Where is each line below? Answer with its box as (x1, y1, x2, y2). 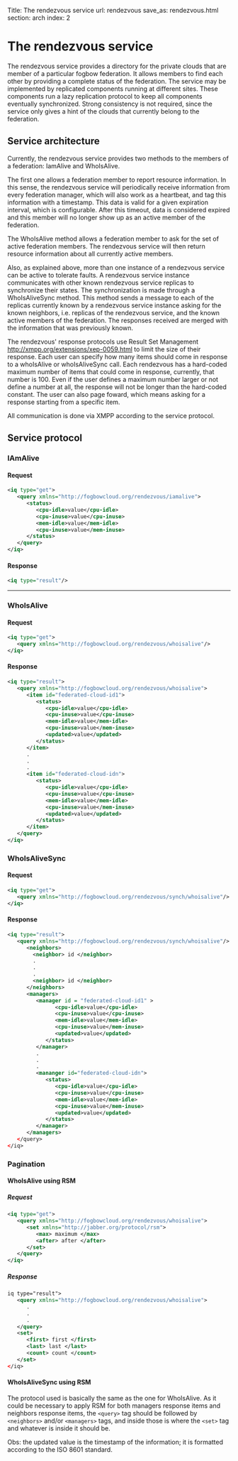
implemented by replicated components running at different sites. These (7, 84, 218, 93)
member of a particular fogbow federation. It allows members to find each (7, 69, 223, 77)
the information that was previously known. (7, 323, 133, 332)
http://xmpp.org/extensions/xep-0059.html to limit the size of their (7, 344, 201, 354)
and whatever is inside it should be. (7, 1423, 111, 1433)
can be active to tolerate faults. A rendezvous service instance (7, 270, 190, 279)
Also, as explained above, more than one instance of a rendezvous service (7, 263, 225, 272)
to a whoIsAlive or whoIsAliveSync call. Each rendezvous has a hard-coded (7, 360, 227, 368)
